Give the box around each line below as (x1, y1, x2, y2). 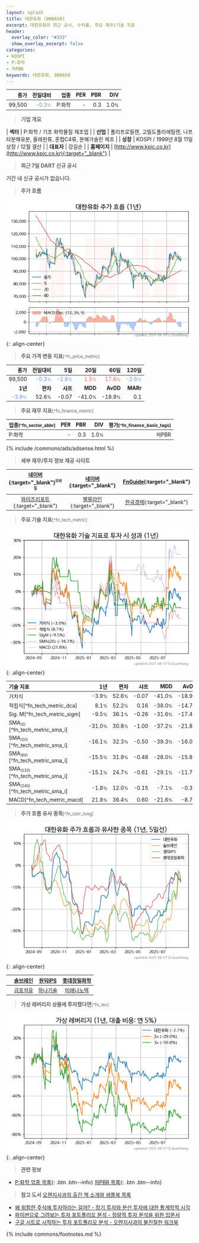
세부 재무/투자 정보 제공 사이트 (20, 457, 90, 464)
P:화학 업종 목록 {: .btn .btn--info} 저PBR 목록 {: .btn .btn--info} (14, 1179, 162, 1186)
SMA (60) (8, 750, 28, 758)
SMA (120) (8, 765, 31, 773)
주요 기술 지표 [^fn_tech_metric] (20, 516, 88, 523)
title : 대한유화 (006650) (6, 15, 65, 22)
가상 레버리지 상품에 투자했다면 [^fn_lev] (20, 1001, 109, 1008)
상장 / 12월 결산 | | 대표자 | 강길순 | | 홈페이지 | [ (6, 143, 117, 150)
